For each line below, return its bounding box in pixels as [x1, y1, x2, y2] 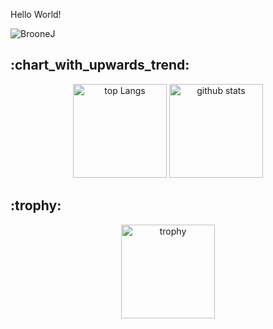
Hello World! [10, 9, 62, 20]
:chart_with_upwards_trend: [10, 57, 190, 74]
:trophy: [10, 197, 62, 214]
